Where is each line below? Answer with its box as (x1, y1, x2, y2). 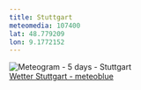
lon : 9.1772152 (9, 37, 65, 47)
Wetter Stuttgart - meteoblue (9, 71, 115, 82)
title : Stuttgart (9, 12, 73, 22)
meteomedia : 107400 (9, 21, 81, 30)
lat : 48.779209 (9, 29, 65, 38)
